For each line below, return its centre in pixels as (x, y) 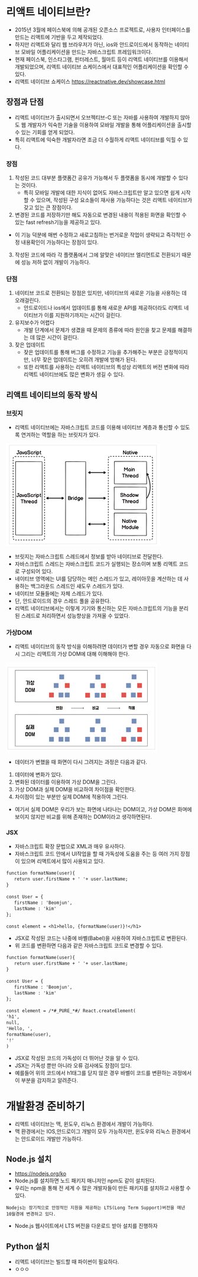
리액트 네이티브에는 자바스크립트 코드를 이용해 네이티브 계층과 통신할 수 (97, 428)
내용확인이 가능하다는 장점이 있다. (60, 242)
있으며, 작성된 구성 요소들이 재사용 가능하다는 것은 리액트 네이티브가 (114, 200)
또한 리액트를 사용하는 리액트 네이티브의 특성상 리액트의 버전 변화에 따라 (106, 367)
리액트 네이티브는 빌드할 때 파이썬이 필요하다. (67, 1262)
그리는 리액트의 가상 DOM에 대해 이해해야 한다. (75, 654)
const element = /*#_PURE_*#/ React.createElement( (71, 1010)
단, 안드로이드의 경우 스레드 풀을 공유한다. (63, 601)
